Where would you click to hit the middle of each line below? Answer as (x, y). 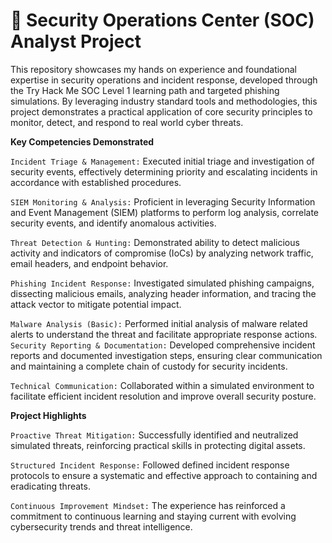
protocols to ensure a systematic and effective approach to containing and (164, 475)
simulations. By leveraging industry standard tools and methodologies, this (164, 101)
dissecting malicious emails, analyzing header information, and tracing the (163, 293)
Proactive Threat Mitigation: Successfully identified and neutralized (154, 435)
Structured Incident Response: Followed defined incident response (150, 465)
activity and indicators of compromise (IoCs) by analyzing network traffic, (162, 253)
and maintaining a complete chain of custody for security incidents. (149, 366)
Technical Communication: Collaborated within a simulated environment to (162, 385)
